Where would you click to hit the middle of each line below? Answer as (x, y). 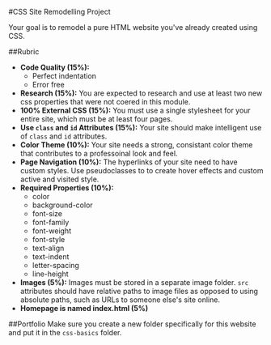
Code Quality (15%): (55, 67)
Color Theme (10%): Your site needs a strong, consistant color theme (136, 145)
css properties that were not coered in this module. (105, 102)
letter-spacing (55, 265)
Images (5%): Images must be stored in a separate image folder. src (134, 282)
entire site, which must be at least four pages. (96, 119)
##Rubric (24, 51)
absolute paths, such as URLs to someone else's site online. (120, 300)
